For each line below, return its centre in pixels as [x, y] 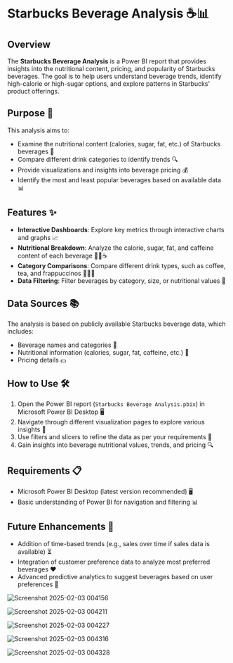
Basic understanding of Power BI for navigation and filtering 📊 [108, 502]
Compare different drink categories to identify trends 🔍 [98, 159]
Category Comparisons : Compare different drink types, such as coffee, [121, 265]
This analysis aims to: [39, 130]
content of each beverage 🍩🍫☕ [62, 255]
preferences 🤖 [38, 584]
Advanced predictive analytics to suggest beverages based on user [115, 576]
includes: [20, 331]
